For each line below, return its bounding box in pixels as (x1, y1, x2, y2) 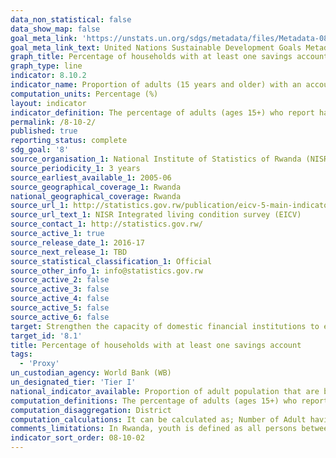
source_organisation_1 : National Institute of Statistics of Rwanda (10, 154, 302, 164)
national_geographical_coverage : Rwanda (10, 191, 182, 201)
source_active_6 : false (10, 312, 110, 322)
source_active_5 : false (10, 303, 110, 313)
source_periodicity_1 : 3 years (10, 163, 141, 173)
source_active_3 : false (10, 284, 110, 295)
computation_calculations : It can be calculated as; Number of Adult (10, 414, 307, 425)
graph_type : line (10, 61, 83, 71)
